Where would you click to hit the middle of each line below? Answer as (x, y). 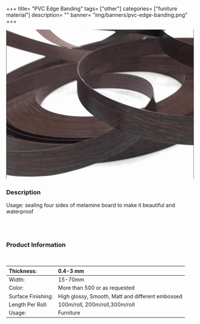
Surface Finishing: (31, 296)
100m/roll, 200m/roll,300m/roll (96, 304)
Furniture (69, 313)
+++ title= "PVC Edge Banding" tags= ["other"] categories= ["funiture (92, 9)
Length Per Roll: (28, 304)
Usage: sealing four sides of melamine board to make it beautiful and (91, 205)
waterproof (20, 211)
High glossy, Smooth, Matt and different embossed (120, 296)
